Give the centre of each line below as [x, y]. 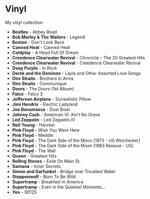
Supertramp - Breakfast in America [48, 181]
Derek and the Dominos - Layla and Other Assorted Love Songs [76, 73]
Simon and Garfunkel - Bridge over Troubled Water [64, 171]
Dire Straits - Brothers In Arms [43, 78]
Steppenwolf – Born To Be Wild [44, 177]
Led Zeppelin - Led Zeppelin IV [44, 120]
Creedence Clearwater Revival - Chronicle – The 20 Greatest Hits [78, 57]
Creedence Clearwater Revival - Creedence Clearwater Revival [76, 63]
